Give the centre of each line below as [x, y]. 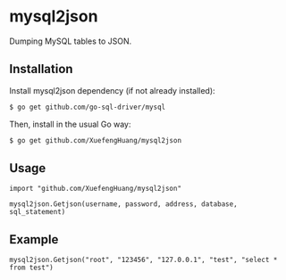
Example [34, 239]
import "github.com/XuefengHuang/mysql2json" [95, 189]
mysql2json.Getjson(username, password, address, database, [124, 204]
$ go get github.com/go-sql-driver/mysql [88, 107]
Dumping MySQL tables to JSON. [71, 41]
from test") [31, 268]
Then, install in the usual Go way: [70, 124]
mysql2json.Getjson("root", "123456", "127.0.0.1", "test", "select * [143, 260]
